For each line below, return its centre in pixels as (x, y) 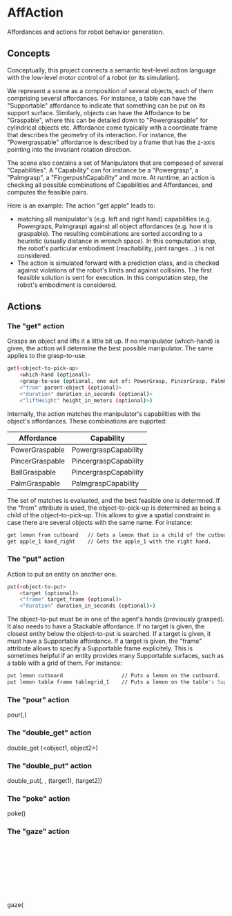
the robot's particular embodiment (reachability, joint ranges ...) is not (116, 248)
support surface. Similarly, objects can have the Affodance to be (99, 112)
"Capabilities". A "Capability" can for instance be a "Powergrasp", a (103, 170)
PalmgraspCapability (105, 483)
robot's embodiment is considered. (67, 285)
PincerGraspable (38, 461)
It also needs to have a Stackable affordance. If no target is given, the (106, 626)
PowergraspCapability (107, 450)
